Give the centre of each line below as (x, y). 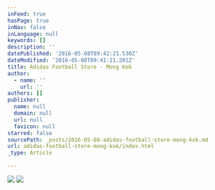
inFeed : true (27, 14)
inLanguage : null (33, 34)
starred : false (30, 133)
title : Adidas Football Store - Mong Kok (70, 67)
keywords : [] (27, 41)
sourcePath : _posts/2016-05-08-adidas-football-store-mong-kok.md (108, 139)
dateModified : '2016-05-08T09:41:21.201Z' (71, 60)
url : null (28, 120)
